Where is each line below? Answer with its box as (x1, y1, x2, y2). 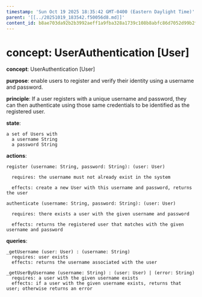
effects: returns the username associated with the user (11, 259, 158, 266)
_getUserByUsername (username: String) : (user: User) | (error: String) (6, 270, 195, 276)
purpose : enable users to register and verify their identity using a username (6, 77, 194, 85)
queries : (6, 238, 28, 245)
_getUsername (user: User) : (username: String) (6, 249, 130, 255)
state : (6, 119, 21, 127)
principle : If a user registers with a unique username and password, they (6, 95, 187, 103)
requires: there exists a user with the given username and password (11, 211, 189, 217)
